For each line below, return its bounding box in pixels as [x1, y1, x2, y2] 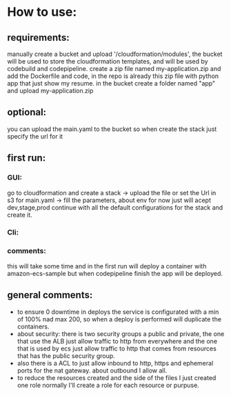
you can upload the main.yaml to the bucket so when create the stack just [7, 125, 217, 133]
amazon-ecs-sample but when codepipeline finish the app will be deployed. [7, 269, 223, 277]
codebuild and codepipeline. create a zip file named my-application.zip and [7, 65, 221, 72]
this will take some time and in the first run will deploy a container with [7, 261, 207, 270]
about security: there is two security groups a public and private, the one [17, 329, 225, 338]
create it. [7, 210, 32, 219]
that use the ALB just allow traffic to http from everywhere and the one [17, 337, 218, 345]
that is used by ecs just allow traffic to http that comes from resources [17, 344, 217, 353]
